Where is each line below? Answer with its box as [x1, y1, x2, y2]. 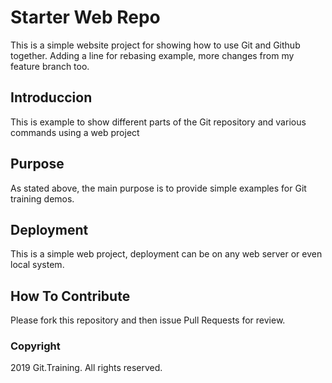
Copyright [10, 339, 61, 353]
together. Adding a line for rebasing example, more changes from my [10, 49, 295, 61]
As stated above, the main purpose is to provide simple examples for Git [10, 182, 307, 194]
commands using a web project [10, 126, 140, 138]
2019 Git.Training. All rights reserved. [10, 362, 163, 374]
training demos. [10, 192, 75, 205]
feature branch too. [10, 60, 90, 72]
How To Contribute [10, 287, 131, 305]
